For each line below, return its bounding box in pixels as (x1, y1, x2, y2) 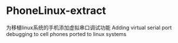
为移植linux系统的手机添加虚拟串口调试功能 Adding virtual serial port (6, 24, 172, 31)
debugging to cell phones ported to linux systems (6, 30, 127, 37)
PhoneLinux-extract (6, 4, 106, 17)
